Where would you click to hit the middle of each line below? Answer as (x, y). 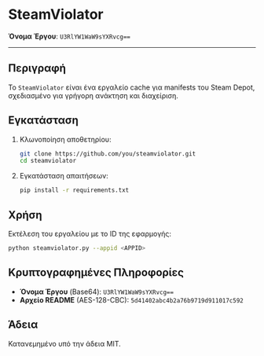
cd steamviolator (48, 161)
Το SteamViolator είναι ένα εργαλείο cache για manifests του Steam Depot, (132, 87)
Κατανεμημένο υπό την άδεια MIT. (65, 343)
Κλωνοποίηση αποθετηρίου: (65, 139)
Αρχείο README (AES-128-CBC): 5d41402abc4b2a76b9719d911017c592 (131, 299)
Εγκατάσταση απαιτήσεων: (64, 176)
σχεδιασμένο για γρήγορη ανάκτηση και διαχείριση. (93, 95)
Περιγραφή (37, 68)
